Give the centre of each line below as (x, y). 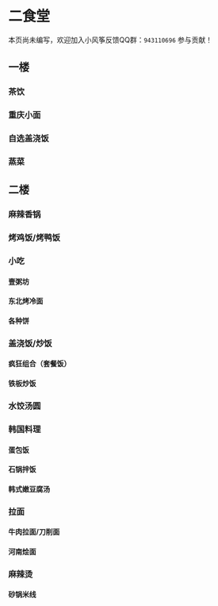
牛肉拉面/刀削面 (34, 532)
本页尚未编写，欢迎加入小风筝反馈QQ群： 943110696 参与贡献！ (110, 40)
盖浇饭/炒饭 (31, 343)
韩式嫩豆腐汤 (29, 488)
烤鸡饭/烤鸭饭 (34, 237)
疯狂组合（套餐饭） (40, 364)
